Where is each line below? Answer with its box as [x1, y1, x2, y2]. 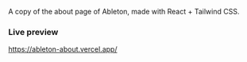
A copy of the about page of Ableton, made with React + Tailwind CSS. [8, 7, 240, 16]
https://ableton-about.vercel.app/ [8, 45, 118, 54]
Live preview [8, 26, 59, 37]
